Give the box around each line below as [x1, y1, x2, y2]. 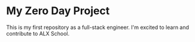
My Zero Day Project [6, 4, 110, 18]
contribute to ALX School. [6, 30, 70, 37]
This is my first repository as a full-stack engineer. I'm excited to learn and [6, 24, 190, 31]
